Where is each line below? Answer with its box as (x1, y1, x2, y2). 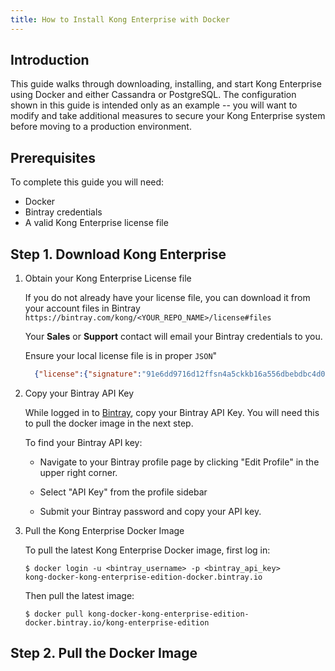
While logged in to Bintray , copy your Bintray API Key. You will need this (24, 406, 320, 418)
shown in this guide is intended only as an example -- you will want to (10, 99, 298, 111)
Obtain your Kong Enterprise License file (24, 272, 192, 285)
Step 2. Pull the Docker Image (10, 645, 198, 662)
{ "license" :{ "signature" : (34, 369, 142, 380)
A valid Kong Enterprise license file (24, 217, 169, 229)
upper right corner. (39, 466, 118, 478)
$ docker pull (24, 609, 84, 619)
